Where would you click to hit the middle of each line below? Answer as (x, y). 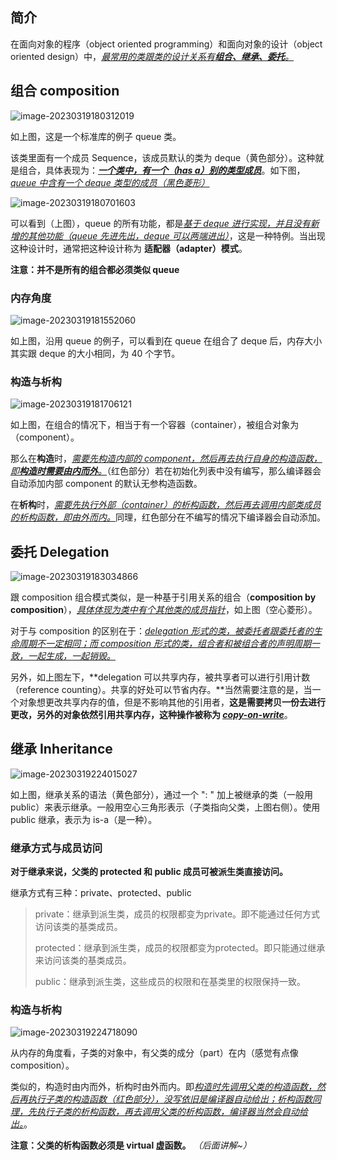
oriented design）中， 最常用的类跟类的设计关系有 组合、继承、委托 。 (152, 56)
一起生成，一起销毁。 (71, 656)
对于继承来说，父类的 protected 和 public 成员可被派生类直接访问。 (149, 872)
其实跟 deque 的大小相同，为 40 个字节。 (95, 353)
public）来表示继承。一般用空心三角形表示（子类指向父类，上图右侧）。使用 (165, 807)
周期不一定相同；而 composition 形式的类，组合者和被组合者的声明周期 (165, 644)
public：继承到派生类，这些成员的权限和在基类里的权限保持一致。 (170, 982)
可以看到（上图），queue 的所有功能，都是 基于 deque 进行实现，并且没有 (160, 223)
